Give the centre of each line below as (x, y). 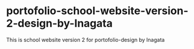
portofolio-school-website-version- (97, 11)
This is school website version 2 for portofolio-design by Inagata (86, 40)
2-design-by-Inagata (59, 23)
